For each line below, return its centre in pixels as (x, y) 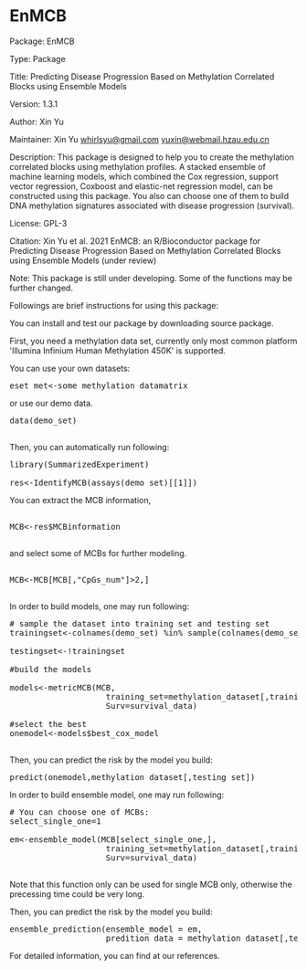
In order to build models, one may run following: (100, 606)
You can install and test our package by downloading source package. (142, 323)
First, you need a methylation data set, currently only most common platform (153, 341)
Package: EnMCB (42, 41)
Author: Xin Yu (37, 121)
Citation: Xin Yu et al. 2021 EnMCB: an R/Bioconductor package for (135, 241)
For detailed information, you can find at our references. (115, 955)
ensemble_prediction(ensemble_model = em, (106, 929)
